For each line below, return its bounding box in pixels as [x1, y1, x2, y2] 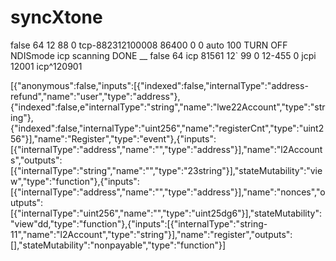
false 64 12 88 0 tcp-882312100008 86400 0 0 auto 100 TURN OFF [10, 39, 288, 51]
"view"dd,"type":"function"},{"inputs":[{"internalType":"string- [10, 217, 268, 230]
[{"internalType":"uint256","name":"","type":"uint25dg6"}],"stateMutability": [10, 207, 323, 219]
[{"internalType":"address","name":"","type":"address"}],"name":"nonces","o [10, 186, 326, 198]
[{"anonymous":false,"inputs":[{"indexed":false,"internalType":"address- [10, 79, 309, 91]
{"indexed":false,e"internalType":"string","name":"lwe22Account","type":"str [10, 101, 326, 113]
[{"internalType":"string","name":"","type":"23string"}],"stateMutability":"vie [10, 164, 323, 176]
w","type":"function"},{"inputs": [10, 175, 140, 187]
